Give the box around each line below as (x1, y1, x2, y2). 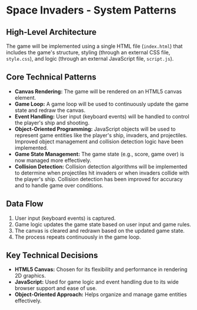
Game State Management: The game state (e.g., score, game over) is (14, 150, 184, 157)
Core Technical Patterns (6, 72, 96, 83)
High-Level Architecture (6, 27, 97, 37)
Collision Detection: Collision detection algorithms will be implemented (14, 163, 188, 170)
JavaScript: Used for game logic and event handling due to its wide (14, 278, 179, 286)
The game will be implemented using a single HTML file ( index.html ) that (6, 42, 183, 50)
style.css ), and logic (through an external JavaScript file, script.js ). (6, 55, 174, 62)
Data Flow (6, 199, 44, 209)
